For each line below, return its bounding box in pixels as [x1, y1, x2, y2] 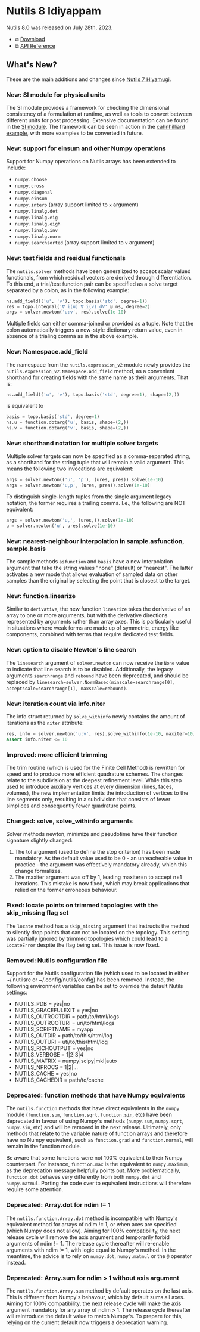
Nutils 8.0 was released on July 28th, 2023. [6, 24, 113, 31]
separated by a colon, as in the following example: [6, 286, 129, 293]
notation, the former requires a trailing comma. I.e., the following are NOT [6, 500, 186, 507]
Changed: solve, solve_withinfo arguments [6, 817, 133, 825]
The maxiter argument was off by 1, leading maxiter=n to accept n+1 [14, 873, 182, 881]
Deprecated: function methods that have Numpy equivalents [6, 1091, 186, 1099]
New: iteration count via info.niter [6, 699, 106, 708]
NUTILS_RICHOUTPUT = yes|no [14, 1045, 94, 1052]
